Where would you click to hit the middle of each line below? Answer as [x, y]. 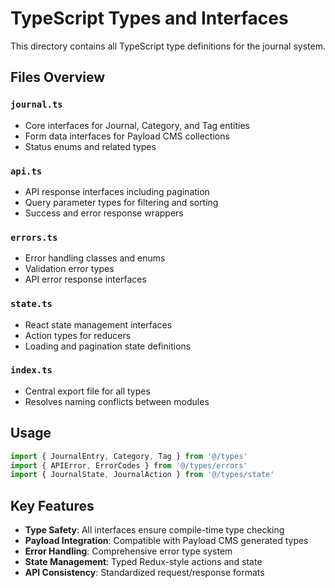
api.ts [26, 171]
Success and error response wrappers [104, 213]
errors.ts [34, 237]
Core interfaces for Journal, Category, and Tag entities [137, 125]
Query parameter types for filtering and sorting [121, 202]
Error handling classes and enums [95, 258]
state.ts [31, 304]
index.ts [31, 370]
